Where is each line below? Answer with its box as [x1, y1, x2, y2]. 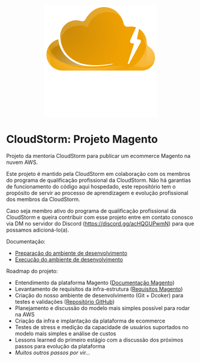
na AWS [14, 311, 35, 318]
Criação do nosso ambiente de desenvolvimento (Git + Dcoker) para [14, 291, 184, 299]
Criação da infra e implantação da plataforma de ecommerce [14, 317, 166, 324]
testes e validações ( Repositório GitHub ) [14, 298, 115, 305]
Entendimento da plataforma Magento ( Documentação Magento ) [14, 279, 175, 286]
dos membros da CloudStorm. [6, 196, 81, 203]
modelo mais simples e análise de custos [14, 330, 117, 337]
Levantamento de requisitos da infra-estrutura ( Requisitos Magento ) [14, 285, 183, 293]
